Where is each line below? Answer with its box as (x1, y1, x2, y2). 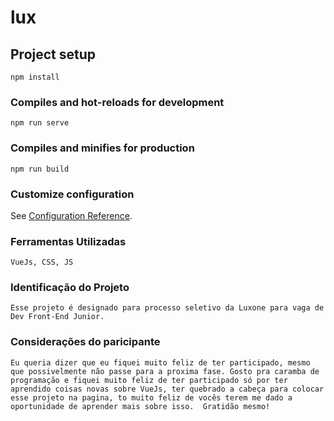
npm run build (10, 164, 70, 174)
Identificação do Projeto (10, 281, 130, 295)
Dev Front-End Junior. (10, 312, 105, 322)
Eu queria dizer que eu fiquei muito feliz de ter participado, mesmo (10, 357, 311, 368)
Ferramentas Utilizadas (10, 234, 127, 248)
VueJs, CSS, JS (10, 257, 74, 268)
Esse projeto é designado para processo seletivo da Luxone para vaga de (10, 303, 325, 313)
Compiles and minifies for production (10, 141, 195, 155)
